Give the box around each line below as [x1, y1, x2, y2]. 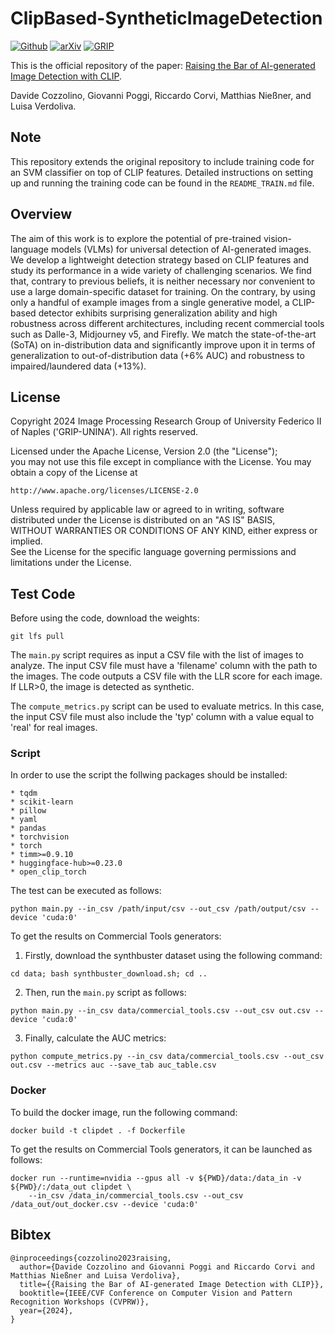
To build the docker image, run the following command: [10, 1106, 238, 1118]
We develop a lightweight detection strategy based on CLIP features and [10, 253, 310, 266]
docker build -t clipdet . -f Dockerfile [10, 1125, 186, 1136]
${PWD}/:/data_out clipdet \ [10, 1182, 132, 1192]
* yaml [10, 815, 38, 825]
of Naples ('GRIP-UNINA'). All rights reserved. [10, 426, 199, 438]
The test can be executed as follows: [10, 885, 162, 897]
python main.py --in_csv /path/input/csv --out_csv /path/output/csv [10, 904, 307, 914]
